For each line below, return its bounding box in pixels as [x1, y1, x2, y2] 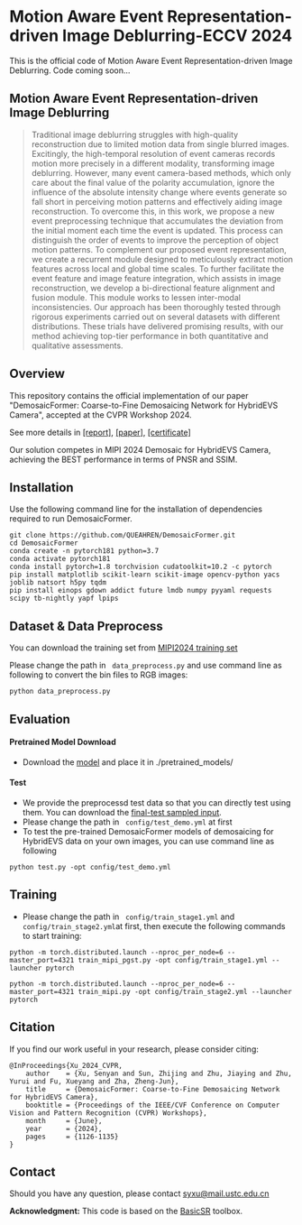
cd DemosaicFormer [9, 539, 78, 548]
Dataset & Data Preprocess [9, 618, 164, 633]
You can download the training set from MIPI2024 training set [9, 642, 238, 653]
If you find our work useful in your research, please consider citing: [9, 1044, 260, 1055]
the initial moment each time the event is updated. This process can [31, 225, 284, 235]
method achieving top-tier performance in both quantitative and [31, 330, 269, 341]
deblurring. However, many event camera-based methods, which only [31, 167, 291, 178]
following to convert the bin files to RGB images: [9, 669, 188, 680]
